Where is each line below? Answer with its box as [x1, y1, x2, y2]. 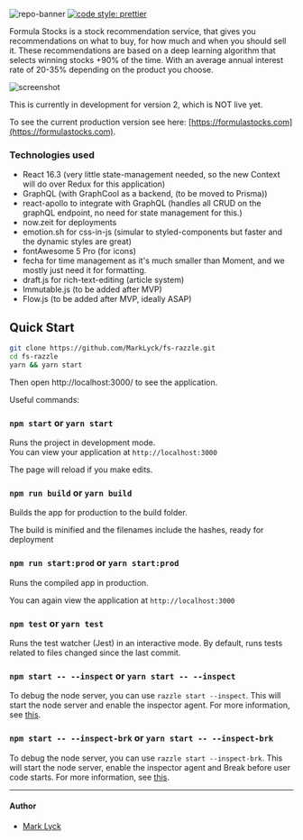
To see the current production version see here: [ [9, 117, 192, 127]
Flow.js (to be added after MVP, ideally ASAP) [22, 294, 192, 305]
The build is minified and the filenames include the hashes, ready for [9, 525, 264, 535]
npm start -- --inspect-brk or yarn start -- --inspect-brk [9, 732, 274, 744]
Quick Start [9, 320, 75, 335]
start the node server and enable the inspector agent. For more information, [9, 699, 290, 711]
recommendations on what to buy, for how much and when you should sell [9, 36, 287, 46]
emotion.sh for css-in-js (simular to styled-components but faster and [22, 226, 282, 238]
